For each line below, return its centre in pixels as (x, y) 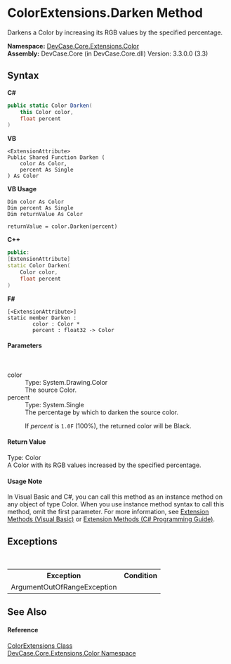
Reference (23, 630)
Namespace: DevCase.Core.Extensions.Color (73, 46)
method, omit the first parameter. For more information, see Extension (108, 512)
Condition (141, 575)
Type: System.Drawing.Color (66, 382)
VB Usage (22, 189)
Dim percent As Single (40, 208)
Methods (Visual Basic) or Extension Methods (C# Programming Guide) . (111, 519)
